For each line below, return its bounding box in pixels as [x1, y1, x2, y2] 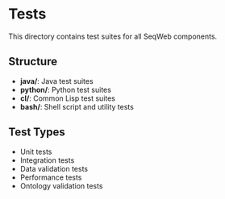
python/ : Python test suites [19, 85, 111, 94]
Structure [8, 55, 58, 68]
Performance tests [19, 172, 82, 182]
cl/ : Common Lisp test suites [19, 93, 115, 103]
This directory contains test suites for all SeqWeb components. [8, 31, 218, 41]
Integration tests [19, 155, 75, 165]
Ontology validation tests [19, 180, 103, 190]
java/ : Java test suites [19, 76, 94, 85]
